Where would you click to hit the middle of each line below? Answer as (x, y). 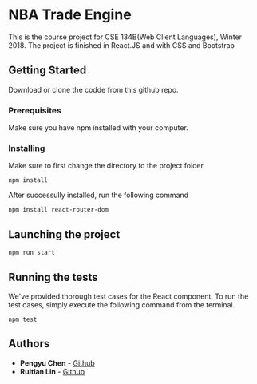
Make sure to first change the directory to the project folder (106, 166)
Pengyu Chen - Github (57, 363)
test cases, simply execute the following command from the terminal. (122, 304)
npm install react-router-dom (59, 210)
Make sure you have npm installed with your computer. (99, 128)
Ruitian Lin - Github (52, 371)
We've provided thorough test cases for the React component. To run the (128, 296)
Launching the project (64, 234)
